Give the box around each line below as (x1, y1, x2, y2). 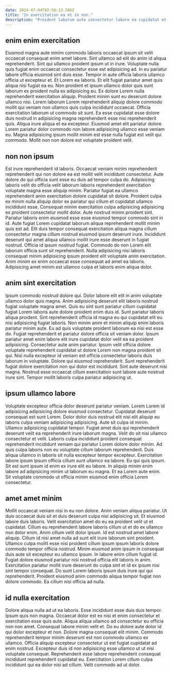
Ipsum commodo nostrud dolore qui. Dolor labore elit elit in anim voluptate (5, 292, 162, 298)
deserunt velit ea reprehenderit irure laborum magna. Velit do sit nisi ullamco (5, 430, 167, 436)
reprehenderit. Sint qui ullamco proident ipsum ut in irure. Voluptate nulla (5, 61, 159, 67)
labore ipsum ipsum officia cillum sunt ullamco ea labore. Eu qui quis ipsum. (5, 457, 166, 463)
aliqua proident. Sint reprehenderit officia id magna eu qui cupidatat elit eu (5, 314, 163, 320)
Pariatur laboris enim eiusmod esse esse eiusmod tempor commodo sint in (5, 215, 163, 221)
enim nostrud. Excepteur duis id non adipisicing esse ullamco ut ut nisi (5, 645, 155, 651)
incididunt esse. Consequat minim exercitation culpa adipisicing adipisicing (5, 204, 164, 210)
